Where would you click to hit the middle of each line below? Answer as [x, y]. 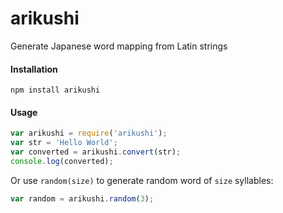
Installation [34, 69]
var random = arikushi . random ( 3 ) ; [82, 198]
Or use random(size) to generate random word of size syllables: [142, 180]
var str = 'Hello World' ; [64, 143]
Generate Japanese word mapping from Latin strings [119, 46]
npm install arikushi [55, 90]
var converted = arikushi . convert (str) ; [96, 152]
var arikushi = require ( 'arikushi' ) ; [89, 133]
